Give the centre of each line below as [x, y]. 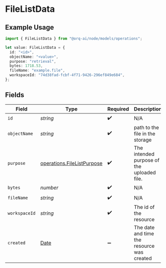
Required [118, 109]
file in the [145, 133]
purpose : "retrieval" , [33, 61]
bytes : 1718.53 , [26, 66]
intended [144, 154]
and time [144, 233]
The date [144, 227]
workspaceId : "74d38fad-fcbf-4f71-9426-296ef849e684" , [67, 75]
